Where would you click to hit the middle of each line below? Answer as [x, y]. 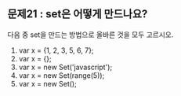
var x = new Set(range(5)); [62, 75]
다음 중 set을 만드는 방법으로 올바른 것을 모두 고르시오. [90, 35]
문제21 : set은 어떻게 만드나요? [78, 14]
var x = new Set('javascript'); [65, 67]
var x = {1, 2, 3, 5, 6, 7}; [56, 50]
